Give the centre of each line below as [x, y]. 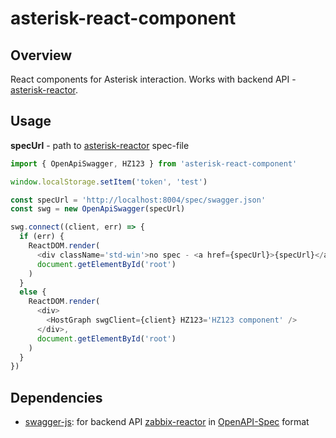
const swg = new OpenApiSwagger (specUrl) [98, 209]
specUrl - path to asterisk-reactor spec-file [100, 145]
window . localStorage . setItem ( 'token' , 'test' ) [109, 182]
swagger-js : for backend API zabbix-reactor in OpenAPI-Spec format [167, 422]
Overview [41, 55]
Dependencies [56, 397]
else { [33, 292]
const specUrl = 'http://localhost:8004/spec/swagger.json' [138, 200]
